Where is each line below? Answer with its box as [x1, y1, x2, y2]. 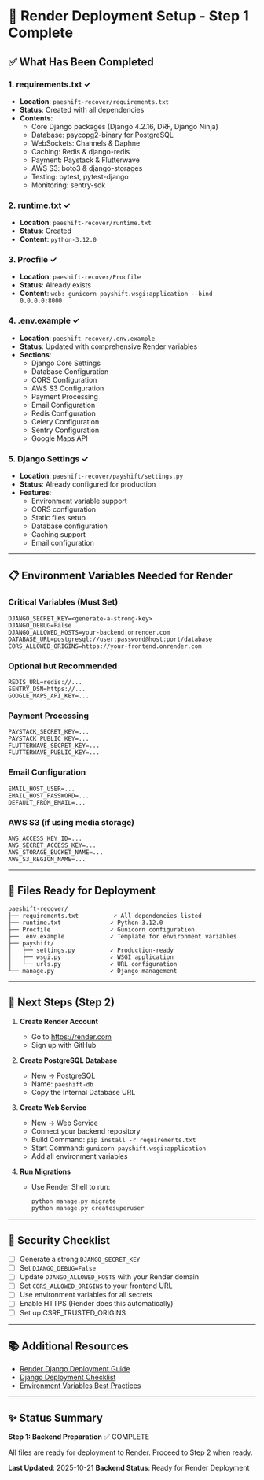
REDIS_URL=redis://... [8, 679, 82, 686]
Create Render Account [19, 1016, 98, 1026]
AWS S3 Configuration [31, 383, 104, 393]
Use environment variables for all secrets [19, 1290, 153, 1300]
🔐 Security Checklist [8, 1234, 111, 1247]
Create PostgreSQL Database [19, 1055, 118, 1065]
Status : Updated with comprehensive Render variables [19, 342, 198, 351]
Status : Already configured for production [19, 479, 156, 489]
